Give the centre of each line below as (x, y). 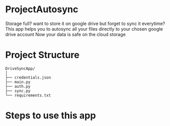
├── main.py (18, 82)
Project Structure (42, 55)
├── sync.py (18, 91)
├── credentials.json (28, 78)
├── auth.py (18, 86)
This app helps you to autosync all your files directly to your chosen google (84, 29)
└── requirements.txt (28, 95)
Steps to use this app (51, 116)
